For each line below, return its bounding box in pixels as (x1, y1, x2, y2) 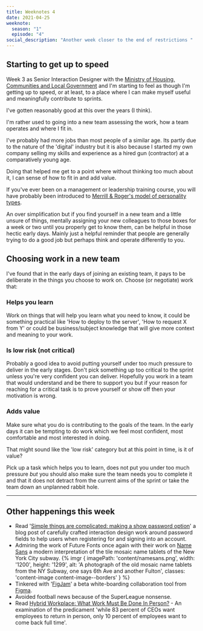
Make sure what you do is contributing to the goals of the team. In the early (6, 421, 194, 428)
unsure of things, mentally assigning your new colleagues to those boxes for (6, 216, 196, 224)
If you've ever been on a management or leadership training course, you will (6, 185, 196, 193)
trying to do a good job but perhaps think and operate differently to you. (6, 236, 185, 243)
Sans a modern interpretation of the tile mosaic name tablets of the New (14, 548, 195, 555)
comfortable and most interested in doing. (6, 434, 111, 441)
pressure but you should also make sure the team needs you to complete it (6, 470, 192, 478)
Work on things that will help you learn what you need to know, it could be (6, 312, 190, 319)
